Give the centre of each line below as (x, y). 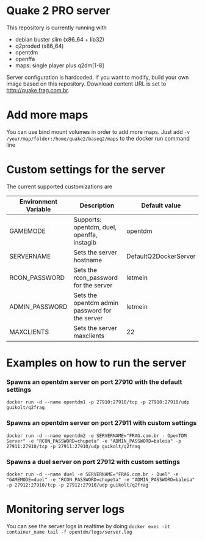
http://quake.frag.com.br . (38, 90)
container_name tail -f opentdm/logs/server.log (69, 532)
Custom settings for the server (86, 170)
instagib (85, 242)
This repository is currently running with (56, 28)
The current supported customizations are (59, 186)
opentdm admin (96, 303)
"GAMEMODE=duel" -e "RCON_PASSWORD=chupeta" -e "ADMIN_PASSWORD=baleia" (101, 480)
